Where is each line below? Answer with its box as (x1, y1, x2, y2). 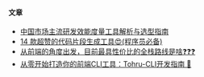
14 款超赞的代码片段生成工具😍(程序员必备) (19, 37, 163, 47)
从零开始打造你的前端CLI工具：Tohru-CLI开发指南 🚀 (19, 59, 192, 69)
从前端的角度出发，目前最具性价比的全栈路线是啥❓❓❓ (19, 47, 196, 56)
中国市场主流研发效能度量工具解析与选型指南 (19, 26, 169, 36)
